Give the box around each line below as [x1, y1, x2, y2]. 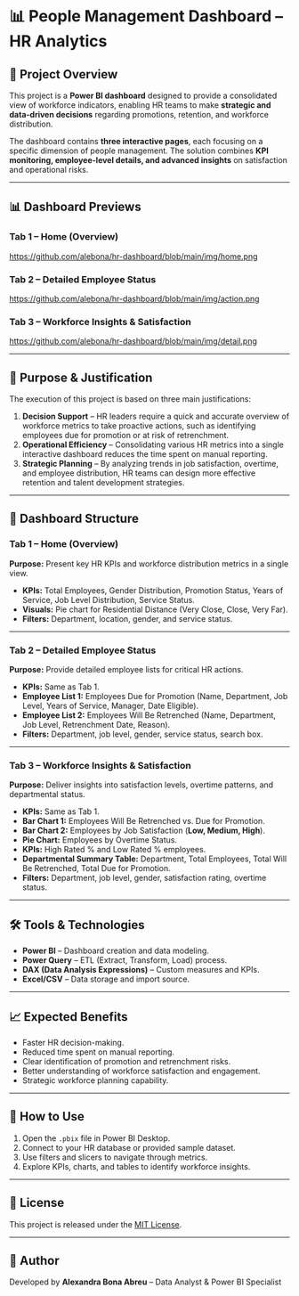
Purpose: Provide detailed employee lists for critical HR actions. [9, 664, 244, 675]
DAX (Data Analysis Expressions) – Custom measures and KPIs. [21, 965, 260, 975]
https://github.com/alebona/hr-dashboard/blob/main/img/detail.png [9, 336, 258, 346]
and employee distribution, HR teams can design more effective [21, 468, 256, 478]
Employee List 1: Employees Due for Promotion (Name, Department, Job [21, 691, 288, 702]
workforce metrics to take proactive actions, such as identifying [21, 420, 256, 431]
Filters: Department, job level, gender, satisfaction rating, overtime [21, 873, 267, 884]
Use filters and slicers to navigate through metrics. [21, 1152, 208, 1162]
